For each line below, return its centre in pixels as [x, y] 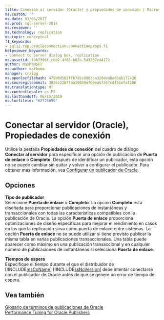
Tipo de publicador [25, 197]
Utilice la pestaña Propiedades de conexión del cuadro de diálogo [72, 149]
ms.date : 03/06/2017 [26, 19]
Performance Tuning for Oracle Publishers [48, 312]
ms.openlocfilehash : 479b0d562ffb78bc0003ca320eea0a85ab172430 [71, 78]
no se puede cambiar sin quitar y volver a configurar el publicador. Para [77, 165]
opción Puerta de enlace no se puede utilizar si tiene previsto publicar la [78, 234]
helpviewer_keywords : [27, 51]
